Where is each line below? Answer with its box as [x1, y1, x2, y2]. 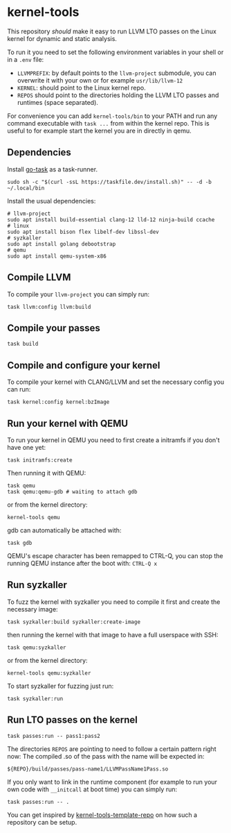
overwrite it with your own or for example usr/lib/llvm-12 [17, 76, 183, 84]
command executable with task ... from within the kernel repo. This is [7, 119, 210, 127]
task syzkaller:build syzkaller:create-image [7, 619, 140, 625]
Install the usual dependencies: [7, 196, 96, 205]
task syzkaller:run [7, 695, 64, 702]
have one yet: [7, 444, 46, 451]
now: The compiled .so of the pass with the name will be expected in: [7, 752, 205, 760]
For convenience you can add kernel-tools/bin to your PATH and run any [7, 112, 218, 120]
